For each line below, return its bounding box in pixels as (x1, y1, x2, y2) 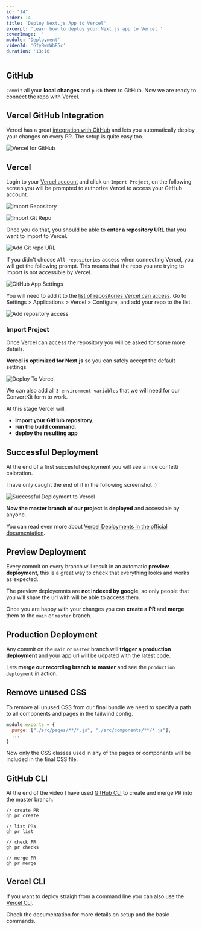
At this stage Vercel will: (6, 405, 66, 413)
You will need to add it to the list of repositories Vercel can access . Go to (6, 292, 187, 300)
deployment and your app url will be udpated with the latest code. (6, 652, 171, 659)
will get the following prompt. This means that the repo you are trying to (6, 262, 185, 269)
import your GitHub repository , (14, 417, 95, 424)
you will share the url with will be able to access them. (6, 594, 140, 601)
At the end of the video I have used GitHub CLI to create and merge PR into (6, 789, 193, 797)
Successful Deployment (6, 447, 98, 457)
